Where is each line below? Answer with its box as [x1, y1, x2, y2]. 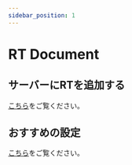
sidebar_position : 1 [8, 11, 76, 20]
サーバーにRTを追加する [8, 79, 126, 92]
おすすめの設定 [8, 126, 81, 140]
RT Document [8, 45, 100, 63]
